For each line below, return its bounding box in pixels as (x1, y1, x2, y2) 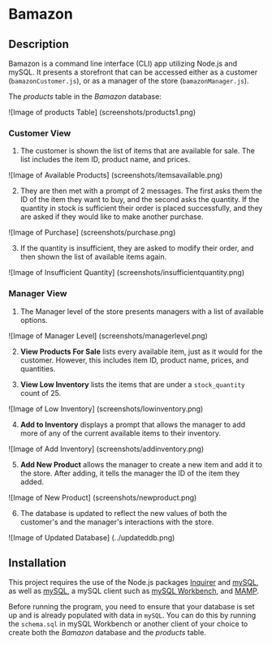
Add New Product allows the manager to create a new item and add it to (19, 459, 262, 469)
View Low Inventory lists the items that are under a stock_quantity (19, 379, 245, 389)
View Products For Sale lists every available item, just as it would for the (19, 346, 263, 356)
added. (19, 476, 45, 487)
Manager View (8, 288, 67, 299)
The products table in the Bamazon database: (8, 92, 162, 101)
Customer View (8, 127, 71, 139)
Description (8, 37, 69, 51)
